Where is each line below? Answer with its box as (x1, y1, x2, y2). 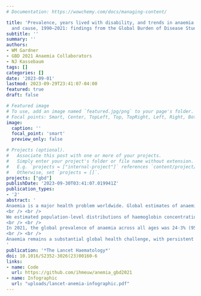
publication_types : (6, 186, 55, 192)
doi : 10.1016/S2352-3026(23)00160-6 (6, 253, 98, 259)
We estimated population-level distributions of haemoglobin (6, 214, 162, 220)
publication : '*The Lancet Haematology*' (6, 247, 111, 253)
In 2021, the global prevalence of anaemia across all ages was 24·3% (6, 225, 186, 231)
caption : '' (11, 125, 42, 131)
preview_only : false (11, 136, 63, 143)
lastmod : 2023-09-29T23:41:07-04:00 (6, 81, 98, 87)
